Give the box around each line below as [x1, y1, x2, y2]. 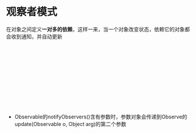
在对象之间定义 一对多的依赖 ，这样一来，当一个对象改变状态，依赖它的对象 [6, 26, 185, 33]
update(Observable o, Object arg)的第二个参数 [14, 120, 127, 127]
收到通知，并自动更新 [10, 33, 62, 40]
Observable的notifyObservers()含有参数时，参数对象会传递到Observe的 [14, 113, 188, 120]
